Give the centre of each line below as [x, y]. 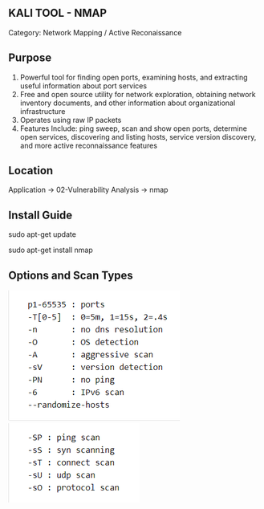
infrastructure [43, 111]
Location [31, 171]
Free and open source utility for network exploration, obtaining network [138, 94]
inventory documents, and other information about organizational [128, 103]
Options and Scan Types [71, 275]
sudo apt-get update [42, 234]
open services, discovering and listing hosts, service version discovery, [138, 136]
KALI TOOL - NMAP [57, 13]
